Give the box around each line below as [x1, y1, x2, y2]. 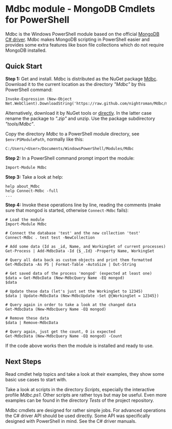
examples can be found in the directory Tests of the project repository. [5, 397, 155, 403]
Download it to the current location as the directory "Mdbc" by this [5, 81, 146, 87]
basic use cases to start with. [5, 376, 68, 382]
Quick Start [5, 62, 42, 71]
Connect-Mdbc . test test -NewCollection [5, 235, 95, 240]
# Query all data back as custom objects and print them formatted [5, 257, 153, 263]
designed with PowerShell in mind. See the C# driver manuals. [5, 418, 137, 424]
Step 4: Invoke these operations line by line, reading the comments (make [5, 202, 161, 208]
